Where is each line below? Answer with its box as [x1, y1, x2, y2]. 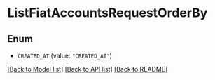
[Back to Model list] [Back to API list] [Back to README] [7, 65, 168, 73]
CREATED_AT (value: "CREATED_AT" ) [17, 51, 112, 60]
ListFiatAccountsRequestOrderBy [7, 5, 208, 21]
